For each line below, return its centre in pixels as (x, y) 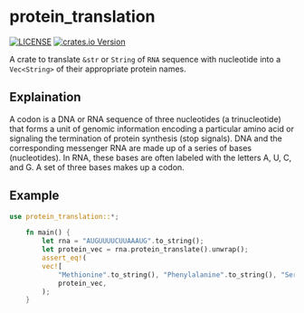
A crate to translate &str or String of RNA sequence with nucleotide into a (145, 59)
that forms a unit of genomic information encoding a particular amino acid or (152, 128)
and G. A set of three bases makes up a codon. (97, 167)
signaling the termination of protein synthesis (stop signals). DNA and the (146, 138)
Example (34, 196)
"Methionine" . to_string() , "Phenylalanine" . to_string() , (167, 275)
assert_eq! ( (65, 258)
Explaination (45, 97)
